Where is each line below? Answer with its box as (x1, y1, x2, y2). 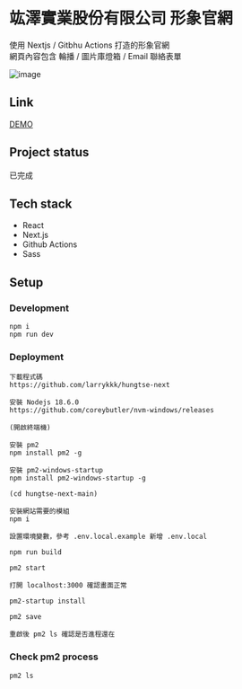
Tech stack (9, 196, 73, 211)
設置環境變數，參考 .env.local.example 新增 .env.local (9, 532, 208, 542)
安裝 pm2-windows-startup (9, 466, 103, 475)
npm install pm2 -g (9, 448, 82, 458)
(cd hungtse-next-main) (9, 490, 99, 499)
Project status (9, 145, 90, 160)
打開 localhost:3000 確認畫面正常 (9, 581, 127, 590)
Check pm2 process (9, 650, 99, 663)
